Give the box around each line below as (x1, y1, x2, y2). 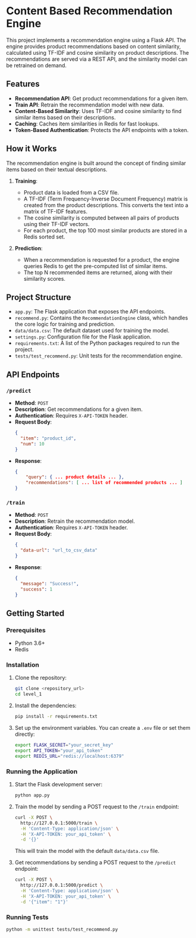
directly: (14, 730, 35, 738)
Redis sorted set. (23, 233, 65, 240)
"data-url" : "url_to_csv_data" (20, 547, 98, 554)
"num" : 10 (20, 441, 45, 447)
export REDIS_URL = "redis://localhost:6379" (14, 753, 125, 759)
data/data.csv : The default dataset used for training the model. (14, 327, 170, 334)
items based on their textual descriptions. (6, 165, 108, 173)
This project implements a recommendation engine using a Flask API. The (6, 36, 186, 43)
